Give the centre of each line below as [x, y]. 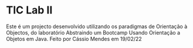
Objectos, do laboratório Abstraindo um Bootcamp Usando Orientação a [93, 32]
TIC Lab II [29, 10]
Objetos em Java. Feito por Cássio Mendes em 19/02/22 [74, 39]
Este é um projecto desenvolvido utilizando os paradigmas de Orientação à [97, 26]
